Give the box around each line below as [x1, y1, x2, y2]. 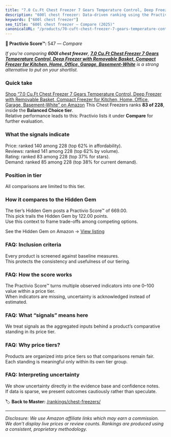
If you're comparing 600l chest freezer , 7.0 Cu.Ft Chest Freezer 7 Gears [5, 51, 159, 57]
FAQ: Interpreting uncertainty [5, 371, 80, 378]
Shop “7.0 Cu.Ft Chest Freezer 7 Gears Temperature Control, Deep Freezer [5, 91, 162, 97]
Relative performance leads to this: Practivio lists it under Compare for [5, 113, 153, 119]
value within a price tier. [5, 288, 55, 294]
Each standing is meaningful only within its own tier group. [5, 358, 128, 364]
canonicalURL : [5, 27, 36, 32]
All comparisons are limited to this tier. [5, 183, 85, 190]
